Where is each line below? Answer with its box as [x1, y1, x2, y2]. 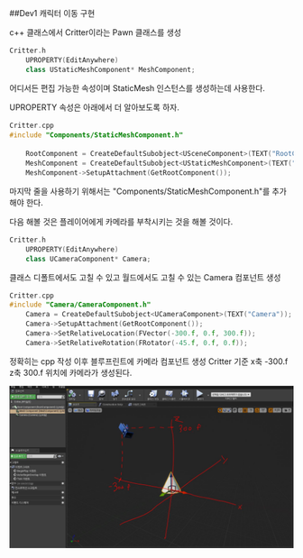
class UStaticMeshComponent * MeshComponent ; [25, 65, 196, 74]
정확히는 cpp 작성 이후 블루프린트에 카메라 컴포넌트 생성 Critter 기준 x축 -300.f [9, 355, 289, 367]
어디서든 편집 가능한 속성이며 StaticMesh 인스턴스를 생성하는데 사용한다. [9, 82, 266, 93]
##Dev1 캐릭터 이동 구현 [9, 8, 96, 18]
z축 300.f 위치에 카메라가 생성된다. [9, 367, 133, 378]
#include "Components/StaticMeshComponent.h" [9, 130, 183, 140]
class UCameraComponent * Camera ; [25, 254, 151, 263]
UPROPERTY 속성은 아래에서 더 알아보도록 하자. [9, 102, 180, 113]
